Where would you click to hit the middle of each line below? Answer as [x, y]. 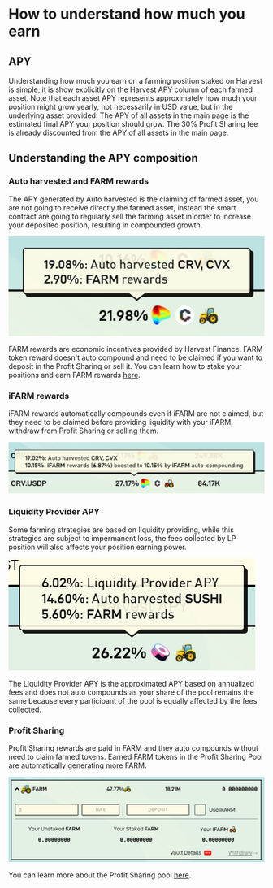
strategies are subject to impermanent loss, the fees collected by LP [122, 538]
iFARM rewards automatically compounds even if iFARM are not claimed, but [136, 413]
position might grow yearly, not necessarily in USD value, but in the [121, 107]
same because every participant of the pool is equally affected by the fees [133, 700]
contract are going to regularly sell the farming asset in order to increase [130, 216]
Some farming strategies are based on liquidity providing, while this [121, 530]
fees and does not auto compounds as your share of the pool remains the [131, 692]
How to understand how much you [127, 14]
